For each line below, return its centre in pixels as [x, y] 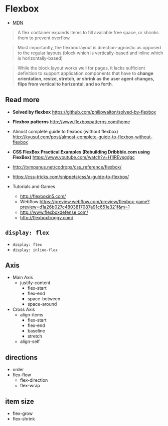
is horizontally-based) [40, 58]
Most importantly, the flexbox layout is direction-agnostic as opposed [89, 47]
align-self [30, 342]
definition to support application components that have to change [86, 73]
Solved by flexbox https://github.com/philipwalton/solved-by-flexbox [84, 112]
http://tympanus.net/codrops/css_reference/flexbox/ [67, 167]
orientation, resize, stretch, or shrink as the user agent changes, [86, 78]
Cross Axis [24, 309]
